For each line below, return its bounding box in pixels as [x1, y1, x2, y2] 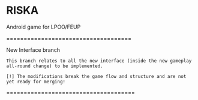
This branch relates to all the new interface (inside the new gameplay [6, 58, 192, 64]
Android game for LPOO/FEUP [6, 23, 81, 30]
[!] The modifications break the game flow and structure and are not [6, 73, 187, 79]
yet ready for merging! [6, 79, 66, 85]
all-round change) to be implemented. [6, 63, 103, 69]
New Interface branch [6, 46, 61, 54]
